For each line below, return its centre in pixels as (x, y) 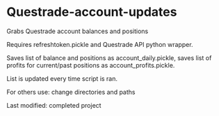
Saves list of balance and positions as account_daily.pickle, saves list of (109, 58)
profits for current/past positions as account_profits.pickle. (91, 65)
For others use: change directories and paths (71, 92)
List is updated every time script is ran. (62, 78)
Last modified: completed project (54, 105)
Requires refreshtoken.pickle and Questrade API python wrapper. (100, 44)
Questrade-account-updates (92, 12)
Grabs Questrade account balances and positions (78, 31)
